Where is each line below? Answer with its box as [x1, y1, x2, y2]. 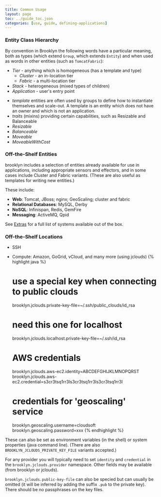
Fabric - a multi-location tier [19, 78, 76, 84]
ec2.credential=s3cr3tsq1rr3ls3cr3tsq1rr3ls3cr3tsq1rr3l [12, 378, 123, 384]
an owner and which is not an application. [12, 108, 96, 114]
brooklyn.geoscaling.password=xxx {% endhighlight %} [12, 427, 124, 433]
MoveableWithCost [12, 139, 50, 145]
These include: [5, 187, 35, 192]
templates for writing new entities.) [5, 177, 75, 183]
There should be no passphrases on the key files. [5, 486, 104, 492]
